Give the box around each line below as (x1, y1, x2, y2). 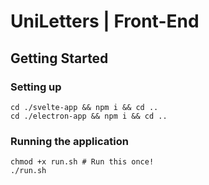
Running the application (10, 134, 129, 148)
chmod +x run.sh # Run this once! (10, 157, 155, 167)
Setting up (10, 80, 62, 94)
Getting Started (10, 50, 109, 67)
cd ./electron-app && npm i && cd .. (10, 111, 168, 121)
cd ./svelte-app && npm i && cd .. (10, 102, 159, 112)
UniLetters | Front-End (10, 10, 200, 33)
